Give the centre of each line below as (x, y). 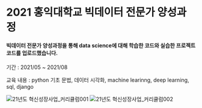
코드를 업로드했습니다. (32, 53)
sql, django (20, 87)
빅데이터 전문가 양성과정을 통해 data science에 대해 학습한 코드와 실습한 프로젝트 (101, 45)
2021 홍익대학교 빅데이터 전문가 (81, 12)
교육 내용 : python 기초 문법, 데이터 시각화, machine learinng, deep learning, (98, 80)
